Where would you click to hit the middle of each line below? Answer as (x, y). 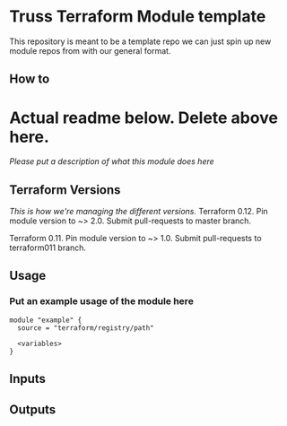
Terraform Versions (65, 190)
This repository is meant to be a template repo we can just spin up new (140, 41)
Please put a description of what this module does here (112, 161)
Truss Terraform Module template (138, 17)
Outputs (33, 409)
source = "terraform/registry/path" (86, 328)
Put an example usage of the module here (102, 301)
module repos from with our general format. (90, 50)
